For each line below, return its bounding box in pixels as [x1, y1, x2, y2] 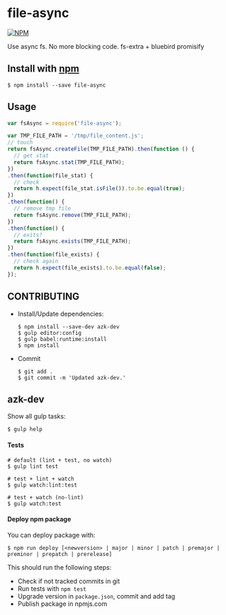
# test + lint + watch [7, 475, 74, 482]
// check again [13, 257, 59, 265]
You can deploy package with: [7, 531, 96, 539]
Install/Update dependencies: [17, 309, 104, 318]
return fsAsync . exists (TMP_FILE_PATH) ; [13, 238, 132, 245]
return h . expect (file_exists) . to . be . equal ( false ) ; [13, 264, 166, 271]
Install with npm [7, 62, 79, 75]
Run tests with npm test [17, 584, 86, 593]
